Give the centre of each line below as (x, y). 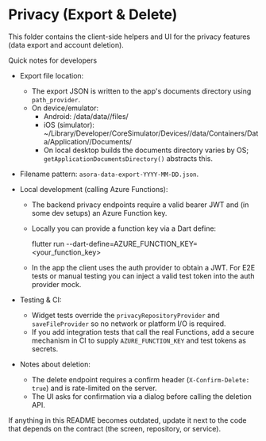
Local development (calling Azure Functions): (94, 189)
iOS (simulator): (69, 125)
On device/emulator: (65, 108)
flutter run (48, 244)
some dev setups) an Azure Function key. (99, 213)
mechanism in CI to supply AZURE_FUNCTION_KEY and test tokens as (139, 340)
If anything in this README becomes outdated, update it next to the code (128, 420)
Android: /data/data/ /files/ (86, 116)
